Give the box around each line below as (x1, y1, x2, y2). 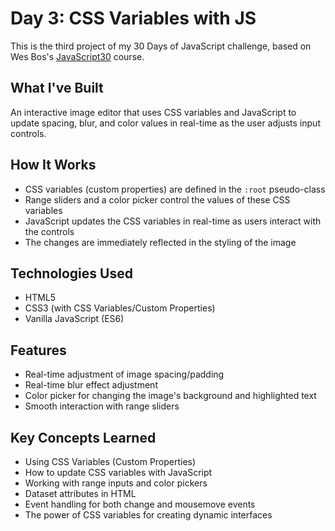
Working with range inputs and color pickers (24, 477, 208, 489)
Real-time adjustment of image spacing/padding (24, 368, 225, 381)
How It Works (10, 157, 97, 174)
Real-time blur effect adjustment (24, 379, 158, 391)
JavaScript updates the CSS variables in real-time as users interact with (24, 215, 322, 227)
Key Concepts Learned (10, 429, 157, 446)
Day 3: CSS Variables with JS (10, 7, 257, 30)
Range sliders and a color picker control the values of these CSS (24, 193, 291, 206)
